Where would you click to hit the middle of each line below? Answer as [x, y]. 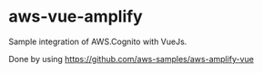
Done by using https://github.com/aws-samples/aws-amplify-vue [131, 59]
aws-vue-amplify [76, 17]
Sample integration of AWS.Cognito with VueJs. [98, 41]
